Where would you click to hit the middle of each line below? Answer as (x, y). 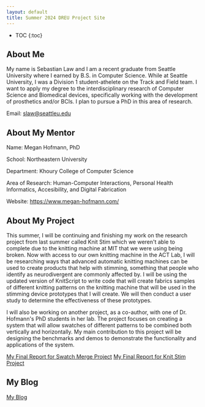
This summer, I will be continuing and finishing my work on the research (97, 235)
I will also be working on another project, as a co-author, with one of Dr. (97, 312)
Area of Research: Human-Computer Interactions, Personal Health (90, 183)
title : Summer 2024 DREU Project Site (56, 18)
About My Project (40, 221)
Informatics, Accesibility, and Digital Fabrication (66, 190)
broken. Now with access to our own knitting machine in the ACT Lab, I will (101, 255)
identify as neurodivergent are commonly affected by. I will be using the (97, 274)
